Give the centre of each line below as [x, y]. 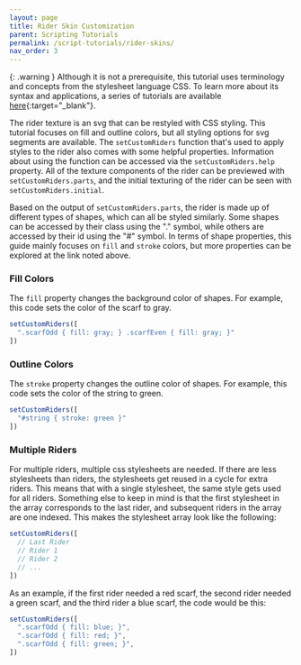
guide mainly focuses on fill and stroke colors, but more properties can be [150, 246]
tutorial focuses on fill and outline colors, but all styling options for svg [139, 132]
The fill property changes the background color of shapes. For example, [146, 298]
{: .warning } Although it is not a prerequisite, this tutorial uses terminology [147, 77]
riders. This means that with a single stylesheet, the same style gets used [145, 488]
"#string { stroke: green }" [72, 419]
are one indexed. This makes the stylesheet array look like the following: [143, 517]
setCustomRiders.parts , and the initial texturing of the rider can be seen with [150, 180]
